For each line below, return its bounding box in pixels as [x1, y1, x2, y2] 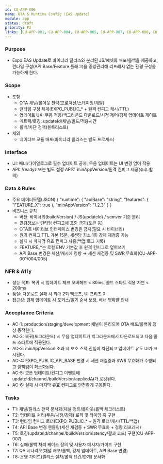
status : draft [5, 20, 34, 26]
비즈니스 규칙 [12, 208, 37, 214]
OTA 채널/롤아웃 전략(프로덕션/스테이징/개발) [19, 100, 105, 106]
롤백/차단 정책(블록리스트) [19, 124, 69, 130]
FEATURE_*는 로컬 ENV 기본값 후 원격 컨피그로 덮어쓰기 [19, 244, 126, 250]
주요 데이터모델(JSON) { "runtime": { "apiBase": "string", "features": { [12, 196, 149, 202]
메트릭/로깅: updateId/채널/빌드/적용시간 [19, 118, 97, 124]
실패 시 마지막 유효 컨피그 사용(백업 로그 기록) [19, 238, 106, 244]
